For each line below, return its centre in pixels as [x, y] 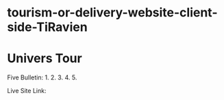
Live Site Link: [27, 91]
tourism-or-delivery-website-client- [112, 13]
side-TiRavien [47, 27]
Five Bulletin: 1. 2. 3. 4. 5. [42, 77]
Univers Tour [45, 59]
